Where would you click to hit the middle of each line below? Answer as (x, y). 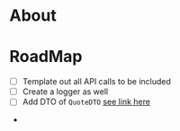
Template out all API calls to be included (96, 82)
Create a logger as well (65, 92)
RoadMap (46, 57)
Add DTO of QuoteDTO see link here (86, 102)
